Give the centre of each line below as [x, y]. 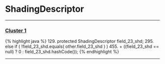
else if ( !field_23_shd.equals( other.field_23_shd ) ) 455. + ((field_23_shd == [82, 47]
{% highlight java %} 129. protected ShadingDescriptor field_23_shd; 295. [80, 41]
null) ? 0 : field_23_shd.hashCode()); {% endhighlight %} [62, 52]
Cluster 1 [16, 31]
